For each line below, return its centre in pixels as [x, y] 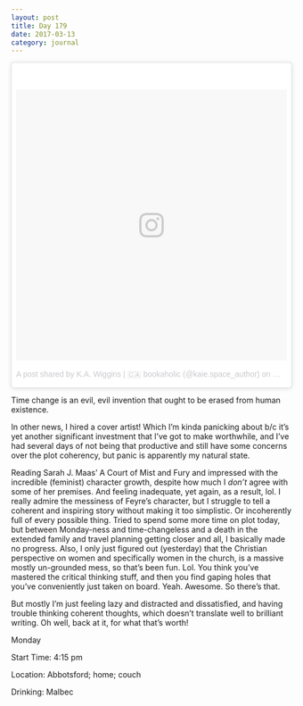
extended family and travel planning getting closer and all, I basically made [148, 539]
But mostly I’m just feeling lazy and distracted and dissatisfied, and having [147, 604]
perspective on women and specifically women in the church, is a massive [147, 558]
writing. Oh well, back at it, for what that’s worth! [100, 623]
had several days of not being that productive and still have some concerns [149, 446]
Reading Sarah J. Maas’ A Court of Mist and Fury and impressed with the [144, 473]
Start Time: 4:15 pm [47, 658]
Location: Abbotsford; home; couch [76, 675]
